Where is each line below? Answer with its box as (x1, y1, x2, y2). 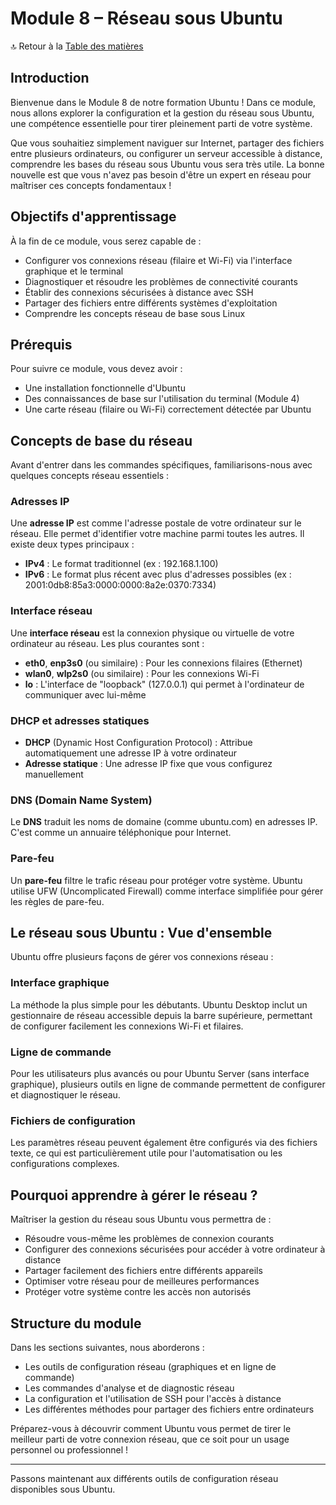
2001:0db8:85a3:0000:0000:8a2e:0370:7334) (24, 579, 217, 591)
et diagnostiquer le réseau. (10, 1089, 121, 1101)
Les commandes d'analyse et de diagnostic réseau (24, 1382, 235, 1394)
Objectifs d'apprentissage (10, 208, 177, 226)
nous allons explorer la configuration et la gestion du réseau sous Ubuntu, (10, 107, 315, 119)
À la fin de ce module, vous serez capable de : (10, 235, 202, 247)
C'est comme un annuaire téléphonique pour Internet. (10, 827, 232, 839)
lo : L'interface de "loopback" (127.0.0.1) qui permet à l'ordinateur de (24, 678, 305, 690)
